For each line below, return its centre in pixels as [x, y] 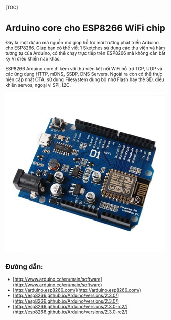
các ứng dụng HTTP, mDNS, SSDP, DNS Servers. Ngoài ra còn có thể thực [84, 74]
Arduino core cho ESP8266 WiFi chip [85, 28]
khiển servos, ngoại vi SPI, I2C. [38, 85]
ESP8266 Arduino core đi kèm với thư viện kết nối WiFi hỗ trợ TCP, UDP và [84, 68]
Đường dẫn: [24, 267]
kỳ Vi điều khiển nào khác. [33, 58]
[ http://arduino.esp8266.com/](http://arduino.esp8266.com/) [77, 290]
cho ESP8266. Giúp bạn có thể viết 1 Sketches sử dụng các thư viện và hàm [85, 48]
